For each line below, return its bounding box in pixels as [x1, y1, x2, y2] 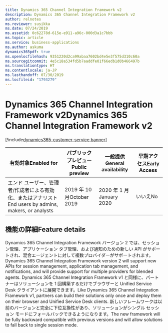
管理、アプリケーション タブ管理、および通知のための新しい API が [9, 246, 147, 252]
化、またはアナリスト [7, 194, 58, 201]
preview [69, 170, 89, 177]
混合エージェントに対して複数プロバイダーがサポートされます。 [22, 252, 153, 258]
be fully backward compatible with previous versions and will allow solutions [5, 316, 163, 322]
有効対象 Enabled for [9, 159, 58, 166]
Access [139, 166, 157, 173]
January [98, 193, 118, 200]
